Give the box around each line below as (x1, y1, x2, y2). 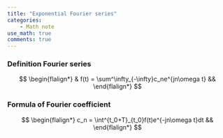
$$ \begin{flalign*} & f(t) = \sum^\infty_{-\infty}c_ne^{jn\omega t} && (19, 75, 216, 84)
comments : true (7, 36, 52, 43)
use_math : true (7, 29, 52, 37)
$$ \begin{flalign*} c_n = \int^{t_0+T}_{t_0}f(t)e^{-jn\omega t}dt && (21, 116, 214, 124)
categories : (7, 17, 42, 24)
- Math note (20, 23, 55, 30)
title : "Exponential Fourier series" (7, 10, 117, 17)
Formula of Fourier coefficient (7, 100, 111, 109)
